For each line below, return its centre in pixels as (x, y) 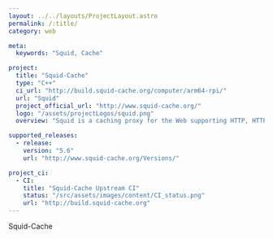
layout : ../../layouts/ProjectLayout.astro (83, 16)
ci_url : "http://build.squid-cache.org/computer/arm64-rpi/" (121, 90)
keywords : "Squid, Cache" (60, 54)
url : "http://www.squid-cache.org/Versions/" (102, 158)
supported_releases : (43, 136)
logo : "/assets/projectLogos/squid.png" (85, 113)
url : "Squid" (38, 98)
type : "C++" (36, 83)
